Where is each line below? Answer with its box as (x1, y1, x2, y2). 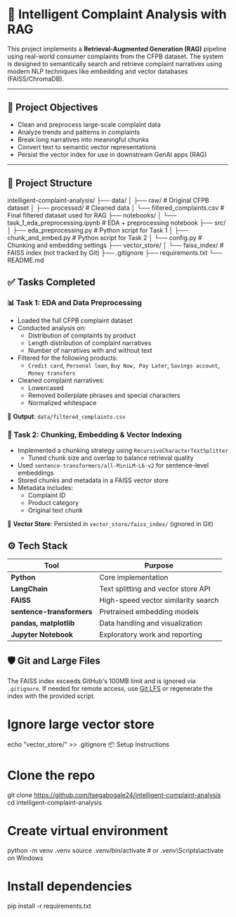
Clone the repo (7, 768, 96, 784)
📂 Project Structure (7, 177, 93, 189)
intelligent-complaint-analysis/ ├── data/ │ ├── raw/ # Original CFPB (7, 196, 209, 204)
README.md (7, 256, 44, 264)
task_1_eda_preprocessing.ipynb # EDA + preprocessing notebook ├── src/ (7, 218, 226, 227)
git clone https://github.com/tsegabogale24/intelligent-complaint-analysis (7, 791, 221, 799)
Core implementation (99, 573, 169, 582)
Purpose (144, 561, 173, 570)
